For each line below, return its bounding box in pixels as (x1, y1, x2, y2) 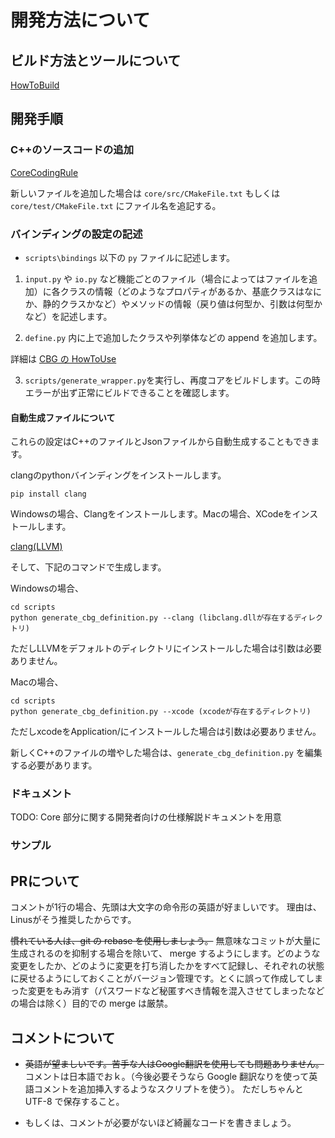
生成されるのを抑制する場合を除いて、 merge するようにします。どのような (10, 947, 321, 960)
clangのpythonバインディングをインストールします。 (10, 469, 227, 481)
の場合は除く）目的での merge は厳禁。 (10, 997, 174, 1010)
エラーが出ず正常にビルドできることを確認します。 (24, 386, 235, 398)
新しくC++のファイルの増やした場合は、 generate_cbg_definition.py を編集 (10, 747, 323, 759)
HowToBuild (10, 79, 60, 91)
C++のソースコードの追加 (10, 143, 135, 157)
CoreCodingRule (10, 166, 79, 178)
